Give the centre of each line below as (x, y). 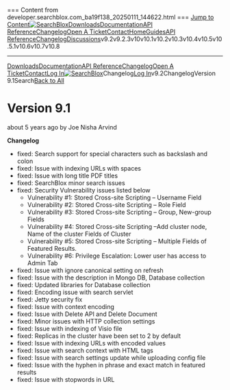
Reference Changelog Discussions (54, 39)
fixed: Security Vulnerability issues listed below (84, 190)
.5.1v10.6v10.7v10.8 (34, 46)
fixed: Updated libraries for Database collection (84, 284)
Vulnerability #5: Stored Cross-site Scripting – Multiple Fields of (117, 241)
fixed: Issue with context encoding (65, 306)
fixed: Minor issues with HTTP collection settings (86, 321)
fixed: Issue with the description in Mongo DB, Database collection (111, 278)
